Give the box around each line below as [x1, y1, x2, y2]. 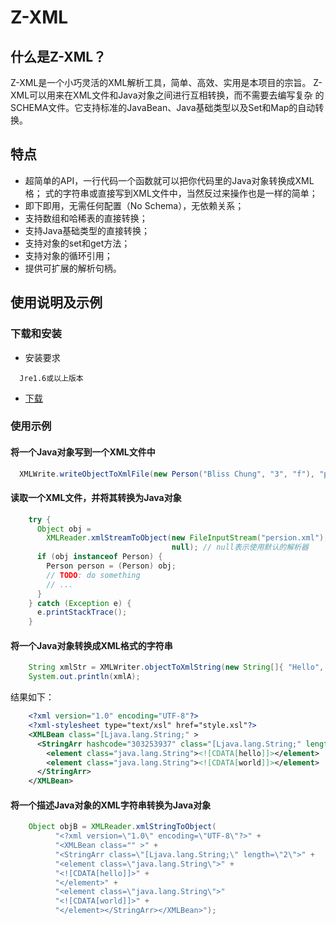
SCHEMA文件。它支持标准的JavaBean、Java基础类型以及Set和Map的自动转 [10, 102, 325, 113]
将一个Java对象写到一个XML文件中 [10, 446, 156, 458]
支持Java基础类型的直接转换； [24, 224, 151, 236]
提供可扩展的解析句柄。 [24, 262, 122, 274]
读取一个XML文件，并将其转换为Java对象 [10, 492, 182, 504]
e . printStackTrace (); [36, 607, 128, 618]
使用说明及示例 [10, 294, 103, 311]
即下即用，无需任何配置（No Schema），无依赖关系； [24, 199, 245, 211]
